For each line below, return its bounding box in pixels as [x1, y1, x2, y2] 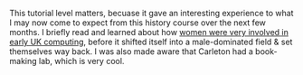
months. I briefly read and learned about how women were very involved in [9, 27, 289, 37]
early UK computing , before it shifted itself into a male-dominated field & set [9, 36, 293, 47]
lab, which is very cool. [38, 56, 125, 66]
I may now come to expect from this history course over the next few [9, 17, 267, 28]
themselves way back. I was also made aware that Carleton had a [9, 46, 253, 57]
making [9, 56, 38, 66]
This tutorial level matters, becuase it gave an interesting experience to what [9, 8, 294, 18]
